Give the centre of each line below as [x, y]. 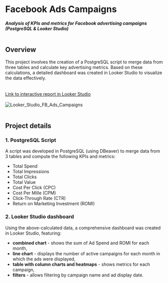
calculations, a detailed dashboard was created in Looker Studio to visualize [84, 73]
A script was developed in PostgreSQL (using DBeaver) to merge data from [83, 151]
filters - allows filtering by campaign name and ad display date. [78, 275]
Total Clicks [25, 177]
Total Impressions [31, 172]
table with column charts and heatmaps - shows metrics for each [81, 264]
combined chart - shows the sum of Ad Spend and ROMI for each [81, 243]
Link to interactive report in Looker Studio [48, 94]
